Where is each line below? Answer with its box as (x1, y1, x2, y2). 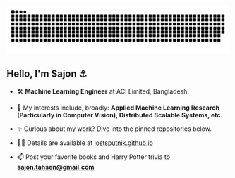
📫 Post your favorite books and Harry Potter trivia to (16, 153, 171, 161)
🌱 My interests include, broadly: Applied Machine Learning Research (16, 103, 220, 112)
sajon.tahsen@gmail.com (16, 163, 95, 171)
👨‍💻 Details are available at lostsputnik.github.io (16, 139, 153, 147)
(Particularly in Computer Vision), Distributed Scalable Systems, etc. (16, 110, 223, 119)
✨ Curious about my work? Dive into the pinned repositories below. (16, 125, 212, 133)
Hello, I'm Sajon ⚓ (6, 68, 88, 80)
